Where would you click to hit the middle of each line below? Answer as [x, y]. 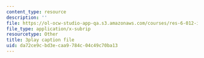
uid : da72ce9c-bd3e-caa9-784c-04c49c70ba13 [62, 46]
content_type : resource [36, 12]
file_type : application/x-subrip [49, 29]
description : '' [27, 18]
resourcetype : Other [32, 34]
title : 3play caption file [40, 40]
